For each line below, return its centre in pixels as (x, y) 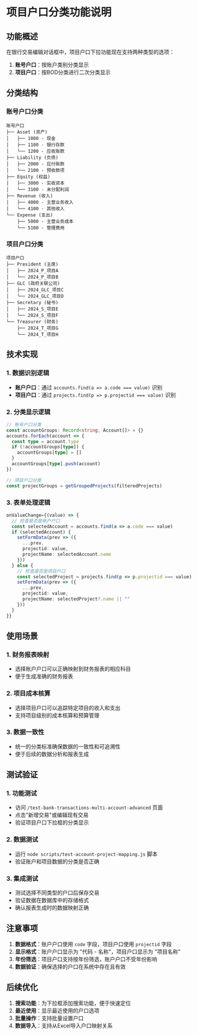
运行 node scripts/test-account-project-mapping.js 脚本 (86, 853)
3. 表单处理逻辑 (29, 502)
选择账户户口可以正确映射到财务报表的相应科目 (73, 669)
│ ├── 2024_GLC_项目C (35, 290)
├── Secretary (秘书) (32, 302)
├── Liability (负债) (32, 157)
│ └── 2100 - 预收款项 (35, 170)
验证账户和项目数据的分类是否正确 (57, 861)
